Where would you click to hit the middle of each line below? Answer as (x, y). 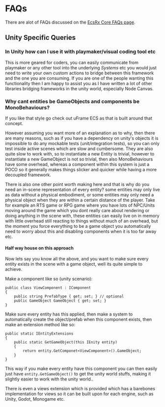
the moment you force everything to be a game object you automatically (78, 226)
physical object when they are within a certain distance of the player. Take (80, 200)
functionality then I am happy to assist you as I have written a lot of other (79, 83)
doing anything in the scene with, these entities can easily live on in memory (82, 216)
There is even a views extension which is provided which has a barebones (80, 389)
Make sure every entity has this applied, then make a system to (69, 314)
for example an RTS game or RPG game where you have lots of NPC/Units (80, 205)
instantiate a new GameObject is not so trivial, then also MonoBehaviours (79, 159)
